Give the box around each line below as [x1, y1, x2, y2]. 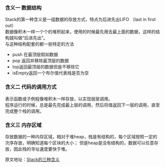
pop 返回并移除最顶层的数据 [12, 58, 69, 64]
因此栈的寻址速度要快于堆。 [13, 146, 70, 152]
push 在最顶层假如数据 [12, 52, 58, 58]
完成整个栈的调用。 [5, 108, 44, 114]
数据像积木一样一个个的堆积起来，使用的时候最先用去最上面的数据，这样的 [5, 29, 156, 35]
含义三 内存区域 [5, 122, 42, 129]
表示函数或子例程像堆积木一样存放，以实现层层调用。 [5, 96, 113, 101]
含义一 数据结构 [5, 4, 42, 11]
